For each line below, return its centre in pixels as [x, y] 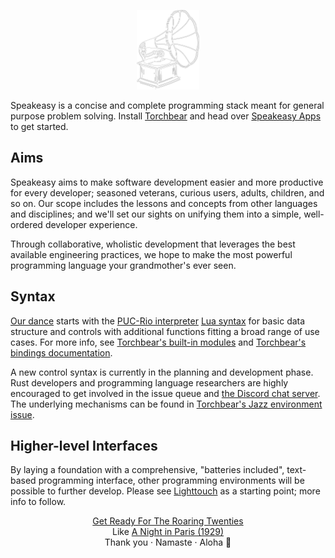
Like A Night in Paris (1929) [168, 532]
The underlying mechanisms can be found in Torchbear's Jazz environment [166, 404]
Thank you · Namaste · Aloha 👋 [168, 542]
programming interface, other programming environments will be [171, 481]
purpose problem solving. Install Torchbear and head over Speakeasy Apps [166, 116]
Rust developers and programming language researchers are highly [149, 382]
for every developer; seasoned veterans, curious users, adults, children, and [167, 192]
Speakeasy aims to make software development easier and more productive [167, 182]
